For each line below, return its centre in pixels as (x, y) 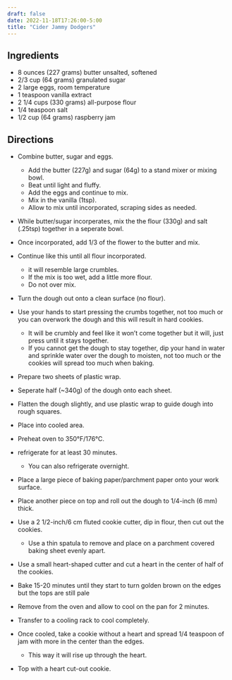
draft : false (26, 14)
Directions (31, 139)
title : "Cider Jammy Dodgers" (52, 27)
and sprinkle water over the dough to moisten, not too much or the (124, 356)
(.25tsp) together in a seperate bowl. (71, 229)
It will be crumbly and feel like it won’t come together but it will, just (126, 333)
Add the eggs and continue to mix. (78, 192)
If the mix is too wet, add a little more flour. (90, 277)
